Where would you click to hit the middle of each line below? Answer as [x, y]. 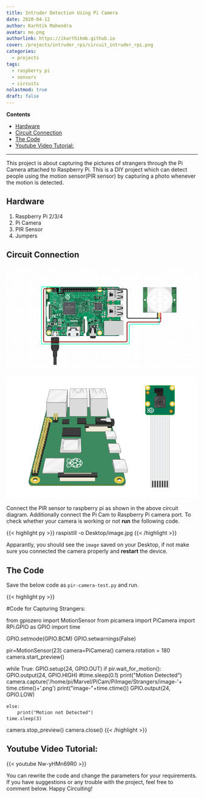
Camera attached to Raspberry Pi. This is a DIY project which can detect [97, 170]
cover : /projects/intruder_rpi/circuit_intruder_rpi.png [80, 45]
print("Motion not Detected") [56, 713]
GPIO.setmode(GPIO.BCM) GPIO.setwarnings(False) [71, 639]
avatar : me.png [25, 32]
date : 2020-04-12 [28, 19]
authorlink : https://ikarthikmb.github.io [61, 39]
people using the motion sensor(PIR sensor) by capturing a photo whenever [101, 176]
